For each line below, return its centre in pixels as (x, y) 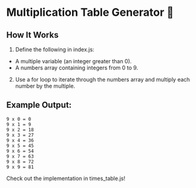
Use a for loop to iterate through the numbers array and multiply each (103, 79)
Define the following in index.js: (55, 49)
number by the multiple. (45, 86)
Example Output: (39, 105)
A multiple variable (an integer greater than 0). (73, 61)
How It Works (33, 35)
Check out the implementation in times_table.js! (66, 178)
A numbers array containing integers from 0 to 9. (77, 68)
